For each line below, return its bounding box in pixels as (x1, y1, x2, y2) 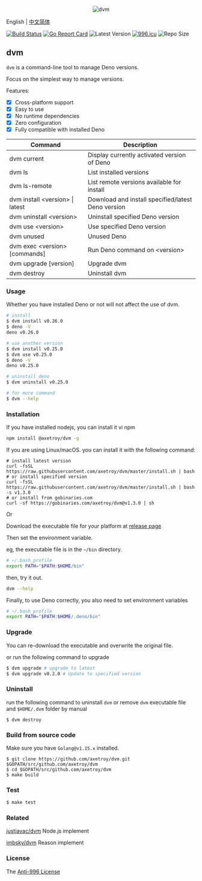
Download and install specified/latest (87, 195, 192, 204)
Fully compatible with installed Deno (14, 126, 105, 133)
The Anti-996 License (6, 868, 61, 875)
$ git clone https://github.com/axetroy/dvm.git (6, 756, 130, 762)
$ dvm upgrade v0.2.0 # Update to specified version (6, 671, 141, 677)
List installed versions (87, 168, 149, 177)
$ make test (6, 800, 36, 806)
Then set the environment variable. (6, 534, 93, 541)
